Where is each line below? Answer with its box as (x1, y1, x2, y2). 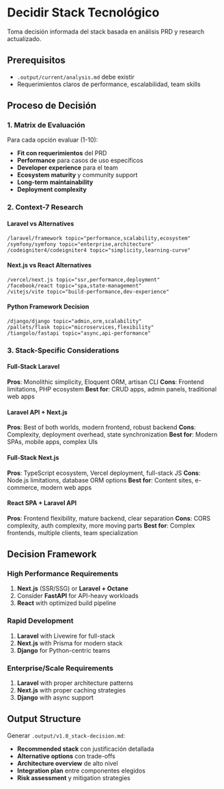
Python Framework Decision (7, 302, 89, 311)
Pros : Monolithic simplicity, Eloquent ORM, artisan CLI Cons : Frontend (7, 378, 204, 386)
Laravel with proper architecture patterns (16, 679, 134, 687)
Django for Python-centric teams (16, 646, 111, 654)
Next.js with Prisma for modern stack (16, 638, 123, 647)
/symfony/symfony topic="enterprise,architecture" (7, 241, 154, 248)
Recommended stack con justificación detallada (16, 745, 154, 753)
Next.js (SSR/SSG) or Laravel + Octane (16, 584, 128, 593)
